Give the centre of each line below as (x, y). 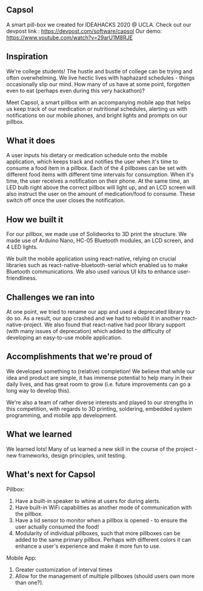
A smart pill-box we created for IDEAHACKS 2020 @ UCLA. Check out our (99, 24)
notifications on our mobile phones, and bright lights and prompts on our (97, 115)
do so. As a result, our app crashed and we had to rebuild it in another (93, 319)
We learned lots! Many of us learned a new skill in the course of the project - (102, 449)
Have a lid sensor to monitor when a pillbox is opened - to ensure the (101, 520)
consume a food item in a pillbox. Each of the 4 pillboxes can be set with (96, 168)
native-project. (25, 325)
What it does (31, 141)
